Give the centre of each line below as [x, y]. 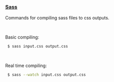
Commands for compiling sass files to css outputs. [57, 18]
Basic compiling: [22, 37]
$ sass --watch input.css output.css [46, 75]
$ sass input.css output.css [38, 46]
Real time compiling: [26, 65]
